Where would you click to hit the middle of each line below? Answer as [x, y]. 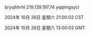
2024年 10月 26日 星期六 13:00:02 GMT [45, 28]
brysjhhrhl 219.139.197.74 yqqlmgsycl [42, 7]
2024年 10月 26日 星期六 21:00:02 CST [44, 17]
